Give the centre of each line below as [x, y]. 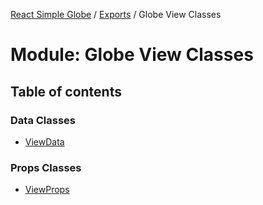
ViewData [44, 141]
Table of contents [66, 91]
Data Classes [43, 120]
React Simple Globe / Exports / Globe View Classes [116, 14]
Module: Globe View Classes [132, 55]
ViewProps [47, 190]
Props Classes [46, 167]
